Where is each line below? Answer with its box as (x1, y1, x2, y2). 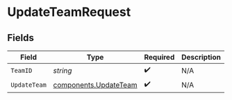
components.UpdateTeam (53, 80, 138, 90)
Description (181, 53, 221, 62)
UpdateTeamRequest (7, 4, 131, 20)
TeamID (10, 67, 33, 74)
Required (144, 53, 175, 62)
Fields (7, 32, 35, 44)
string (53, 65, 72, 75)
